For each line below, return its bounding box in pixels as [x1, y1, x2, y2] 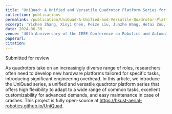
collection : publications [5, 12, 60, 17]
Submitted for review [5, 55, 50, 61]
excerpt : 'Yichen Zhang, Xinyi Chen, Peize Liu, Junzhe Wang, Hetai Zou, [5, 21, 166, 27]
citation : [5, 41, 27, 46]
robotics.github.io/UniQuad [5, 103, 62, 109]
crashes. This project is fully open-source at [5, 97, 99, 103]
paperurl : [5, 36, 27, 41]
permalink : [5, 17, 29, 22]
